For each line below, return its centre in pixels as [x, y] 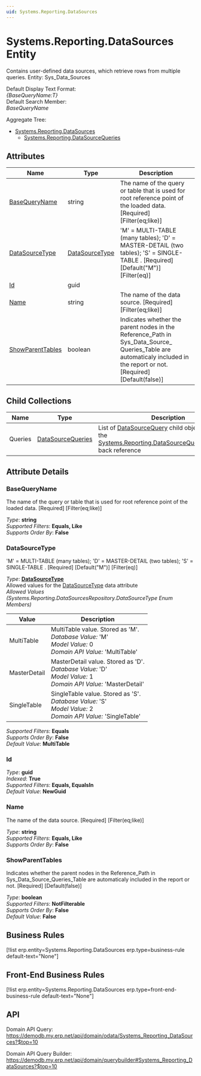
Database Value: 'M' [80, 637]
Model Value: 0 [72, 644]
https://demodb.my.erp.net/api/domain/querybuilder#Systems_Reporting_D [99, 1060]
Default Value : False [31, 917]
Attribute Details [37, 471]
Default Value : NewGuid [36, 791]
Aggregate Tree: [26, 119]
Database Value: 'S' [79, 701]
